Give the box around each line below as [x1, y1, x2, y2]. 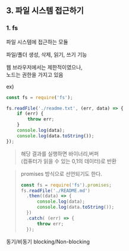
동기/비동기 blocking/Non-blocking [6, 238, 90, 245]
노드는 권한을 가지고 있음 [6, 71, 64, 78]
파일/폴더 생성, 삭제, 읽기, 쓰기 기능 [6, 51, 87, 58]
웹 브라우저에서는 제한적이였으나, [6, 63, 83, 70]
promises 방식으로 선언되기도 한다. [20, 170, 102, 177]
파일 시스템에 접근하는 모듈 [6, 38, 68, 45]
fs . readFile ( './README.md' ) [20, 187, 90, 194]
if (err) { [17, 111, 44, 117]
